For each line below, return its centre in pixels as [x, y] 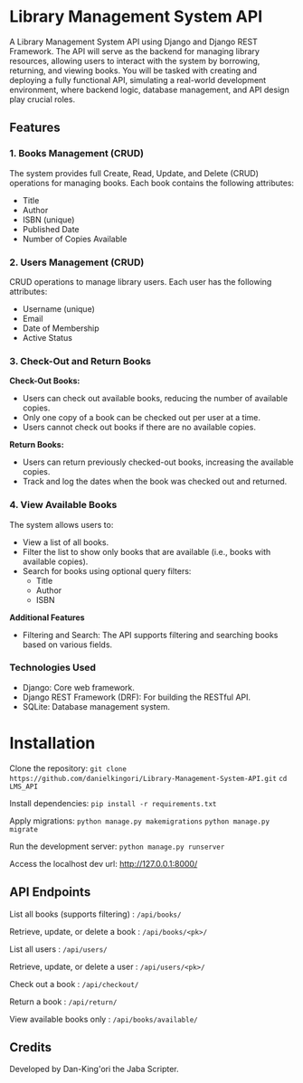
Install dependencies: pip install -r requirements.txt [113, 803]
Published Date [51, 229]
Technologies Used [53, 668]
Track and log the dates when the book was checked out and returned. [155, 482]
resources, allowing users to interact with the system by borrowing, [135, 61]
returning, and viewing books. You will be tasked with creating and [133, 71]
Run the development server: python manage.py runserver [117, 846]
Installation [52, 743]
